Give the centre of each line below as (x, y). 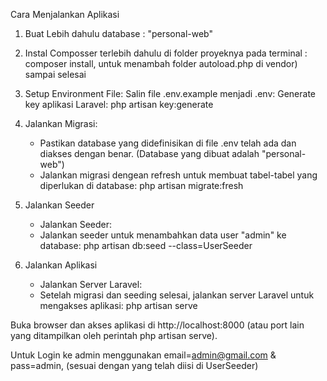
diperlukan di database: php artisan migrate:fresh (141, 185)
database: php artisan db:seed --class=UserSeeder (146, 245)
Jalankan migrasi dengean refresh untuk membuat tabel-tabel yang (178, 175)
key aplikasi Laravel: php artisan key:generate (119, 104)
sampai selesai (55, 74)
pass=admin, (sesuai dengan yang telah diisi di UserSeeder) (134, 365)
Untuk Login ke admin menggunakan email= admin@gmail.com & (143, 355)
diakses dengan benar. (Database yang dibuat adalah (149, 153)
